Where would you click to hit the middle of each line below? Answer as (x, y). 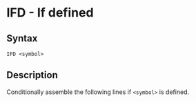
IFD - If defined (50, 13)
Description (32, 75)
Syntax (22, 38)
